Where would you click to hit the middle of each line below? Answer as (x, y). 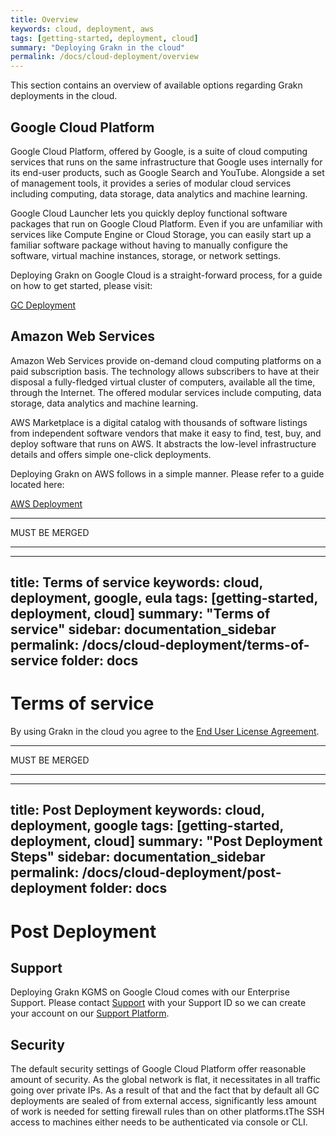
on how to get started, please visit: (81, 285)
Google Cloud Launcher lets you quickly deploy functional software (149, 213)
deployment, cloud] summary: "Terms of (140, 614)
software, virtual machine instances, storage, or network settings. (146, 255)
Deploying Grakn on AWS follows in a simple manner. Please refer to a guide (167, 473)
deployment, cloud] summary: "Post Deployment (166, 841)
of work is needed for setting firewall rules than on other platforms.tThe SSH (167, 1112)
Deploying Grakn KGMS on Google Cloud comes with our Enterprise (150, 992)
